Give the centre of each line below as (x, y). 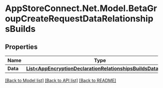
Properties (21, 47)
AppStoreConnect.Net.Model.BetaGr (81, 8)
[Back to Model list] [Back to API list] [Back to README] (61, 81)
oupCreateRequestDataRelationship (79, 19)
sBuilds (20, 29)
